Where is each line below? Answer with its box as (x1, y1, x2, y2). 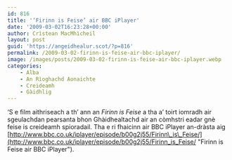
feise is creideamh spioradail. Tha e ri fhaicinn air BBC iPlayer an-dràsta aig (7, 123, 226, 131)
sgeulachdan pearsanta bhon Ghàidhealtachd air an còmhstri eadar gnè (7, 115, 216, 124)
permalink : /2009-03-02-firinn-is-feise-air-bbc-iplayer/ (7, 50, 181, 57)
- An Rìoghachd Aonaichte (20, 75, 96, 83)
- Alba (20, 69, 39, 76)
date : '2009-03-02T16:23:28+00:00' (7, 23, 112, 30)
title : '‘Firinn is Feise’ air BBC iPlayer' (7, 17, 140, 24)
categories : (7, 62, 42, 69)
